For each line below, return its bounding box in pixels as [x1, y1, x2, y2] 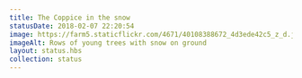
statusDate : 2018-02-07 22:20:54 [9, 22, 135, 30]
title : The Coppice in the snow [9, 13, 130, 22]
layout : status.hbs [9, 47, 83, 56]
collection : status [9, 55, 83, 64]
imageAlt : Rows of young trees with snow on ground [9, 38, 207, 48]
